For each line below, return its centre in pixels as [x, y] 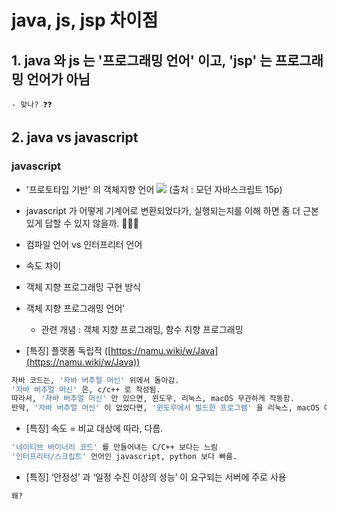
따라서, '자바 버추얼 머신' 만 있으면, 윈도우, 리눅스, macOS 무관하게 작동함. [153, 399]
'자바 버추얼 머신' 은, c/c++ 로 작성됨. [86, 389]
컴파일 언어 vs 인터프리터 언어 [84, 244]
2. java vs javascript [75, 137]
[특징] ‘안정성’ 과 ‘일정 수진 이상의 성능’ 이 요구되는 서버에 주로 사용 [156, 477]
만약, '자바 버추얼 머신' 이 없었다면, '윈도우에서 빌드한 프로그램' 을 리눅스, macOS [165, 408]
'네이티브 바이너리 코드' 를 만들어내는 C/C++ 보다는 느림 [114, 447]
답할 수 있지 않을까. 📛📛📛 [91, 223]
